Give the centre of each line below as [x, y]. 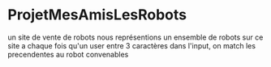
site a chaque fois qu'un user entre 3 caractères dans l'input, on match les [132, 45]
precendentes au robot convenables [68, 54]
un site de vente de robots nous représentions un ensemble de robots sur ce [135, 37]
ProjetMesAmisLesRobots [97, 15]
